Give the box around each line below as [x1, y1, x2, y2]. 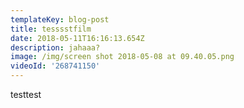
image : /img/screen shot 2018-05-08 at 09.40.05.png [10, 52, 235, 62]
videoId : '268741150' [10, 61, 101, 71]
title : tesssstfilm [10, 24, 92, 34]
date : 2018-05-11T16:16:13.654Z [10, 33, 145, 43]
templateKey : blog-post [10, 14, 110, 25]
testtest [10, 89, 42, 100]
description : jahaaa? [10, 42, 101, 53]
